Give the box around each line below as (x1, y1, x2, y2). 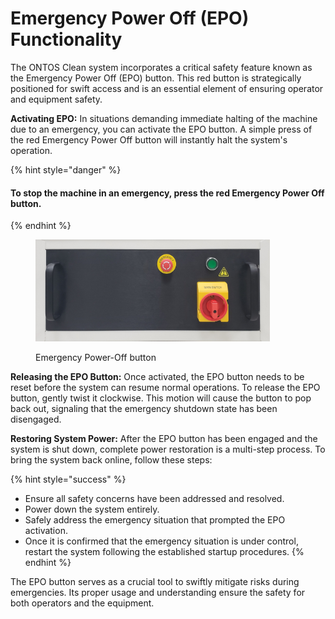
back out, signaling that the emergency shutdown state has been (10, 402, 278, 414)
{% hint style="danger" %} (10, 163, 122, 176)
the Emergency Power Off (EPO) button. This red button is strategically (10, 72, 302, 84)
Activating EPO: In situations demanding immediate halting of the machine (10, 112, 318, 124)
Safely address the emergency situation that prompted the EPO (24, 513, 286, 526)
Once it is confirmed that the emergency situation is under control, (24, 535, 299, 547)
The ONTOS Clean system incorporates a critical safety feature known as (10, 61, 313, 73)
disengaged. (10, 413, 62, 425)
